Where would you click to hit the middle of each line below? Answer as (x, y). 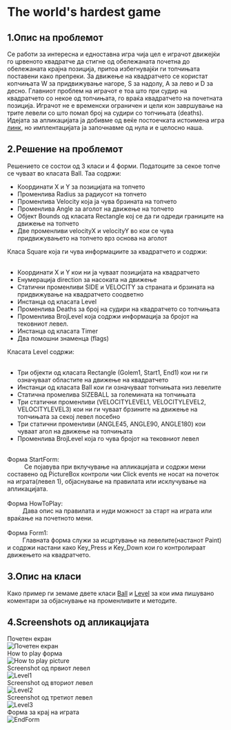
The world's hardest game (84, 12)
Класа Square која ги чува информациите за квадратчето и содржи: (107, 251)
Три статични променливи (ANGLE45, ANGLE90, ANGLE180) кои (111, 424)
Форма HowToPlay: (35, 503)
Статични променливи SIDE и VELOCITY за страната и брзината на (116, 287)
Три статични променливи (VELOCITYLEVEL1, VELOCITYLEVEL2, (112, 402)
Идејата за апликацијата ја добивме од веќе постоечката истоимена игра (116, 120)
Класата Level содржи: (41, 352)
